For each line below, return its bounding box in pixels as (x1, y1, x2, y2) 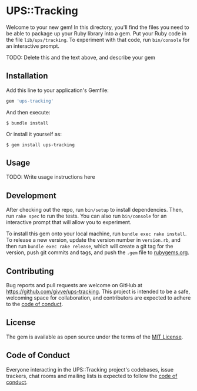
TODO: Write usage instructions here (6, 173, 95, 180)
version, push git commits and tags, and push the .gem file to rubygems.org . (6, 249, 190, 256)
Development (6, 190, 57, 201)
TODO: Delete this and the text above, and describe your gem (6, 54, 156, 61)
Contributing (6, 266, 54, 276)
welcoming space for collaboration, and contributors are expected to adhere (6, 294, 191, 301)
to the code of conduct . (6, 301, 64, 308)
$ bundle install (6, 120, 49, 126)
